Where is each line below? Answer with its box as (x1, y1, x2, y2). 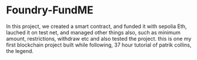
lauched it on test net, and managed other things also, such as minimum (6, 29, 181, 36)
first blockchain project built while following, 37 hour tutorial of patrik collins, (6, 41, 192, 48)
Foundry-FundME (6, 3, 94, 17)
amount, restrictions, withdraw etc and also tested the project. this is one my (6, 35, 192, 42)
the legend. (6, 47, 34, 54)
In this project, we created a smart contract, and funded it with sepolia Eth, (6, 23, 187, 30)
